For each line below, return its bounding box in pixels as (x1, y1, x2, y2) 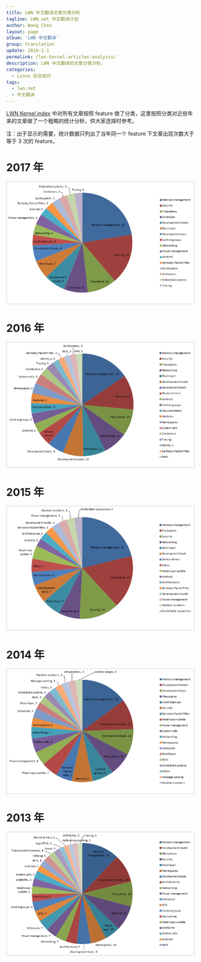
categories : (6, 67, 36, 73)
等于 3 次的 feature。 (6, 138, 58, 144)
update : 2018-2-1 (6, 48, 50, 54)
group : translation (6, 41, 55, 47)
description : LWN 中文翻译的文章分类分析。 (6, 60, 106, 66)
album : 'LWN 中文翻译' (6, 35, 59, 41)
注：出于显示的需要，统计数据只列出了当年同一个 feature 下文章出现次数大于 (6, 130, 194, 137)
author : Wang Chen (6, 22, 52, 28)
